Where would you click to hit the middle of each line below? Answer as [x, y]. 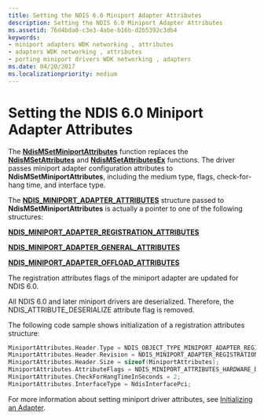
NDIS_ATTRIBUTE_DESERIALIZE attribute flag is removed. [101, 309]
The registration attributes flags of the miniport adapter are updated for [123, 278]
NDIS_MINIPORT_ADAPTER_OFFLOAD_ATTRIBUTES [94, 262]
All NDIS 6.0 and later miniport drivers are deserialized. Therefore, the [121, 301]
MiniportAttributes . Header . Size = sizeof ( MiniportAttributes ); [114, 363]
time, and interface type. [66, 185]
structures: [26, 216]
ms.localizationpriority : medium [63, 74]
